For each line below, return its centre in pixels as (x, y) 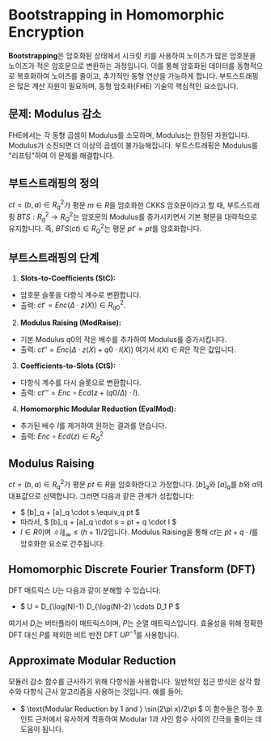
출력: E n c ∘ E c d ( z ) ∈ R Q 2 (61, 436)
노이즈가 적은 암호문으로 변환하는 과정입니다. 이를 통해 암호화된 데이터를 (122, 66)
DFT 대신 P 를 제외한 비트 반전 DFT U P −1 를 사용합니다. (94, 634)
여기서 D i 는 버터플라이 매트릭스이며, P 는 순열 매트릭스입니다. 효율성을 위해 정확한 (136, 624)
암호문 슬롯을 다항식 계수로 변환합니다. (80, 294)
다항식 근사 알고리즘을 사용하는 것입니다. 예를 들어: (103, 692)
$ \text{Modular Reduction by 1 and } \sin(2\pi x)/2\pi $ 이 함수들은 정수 (137, 709)
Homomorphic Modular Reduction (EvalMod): (98, 409)
